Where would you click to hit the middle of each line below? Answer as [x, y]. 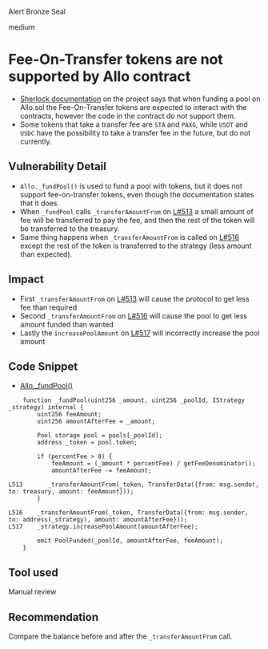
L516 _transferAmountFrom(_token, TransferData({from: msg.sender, [128, 513]
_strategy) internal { [46, 408]
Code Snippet [43, 366]
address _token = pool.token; [87, 443]
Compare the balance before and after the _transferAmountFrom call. [120, 636]
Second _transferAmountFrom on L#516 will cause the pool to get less [134, 315]
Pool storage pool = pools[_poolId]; [100, 436]
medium [22, 27]
